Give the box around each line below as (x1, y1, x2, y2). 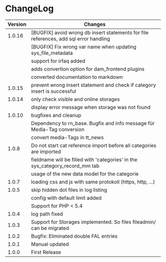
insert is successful (31, 87, 77, 94)
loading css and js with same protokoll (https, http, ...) (31, 178, 155, 185)
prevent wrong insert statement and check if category (31, 81, 157, 88)
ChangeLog (5, 3, 54, 14)
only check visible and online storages (31, 96, 120, 103)
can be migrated (31, 225, 69, 231)
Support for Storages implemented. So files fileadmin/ (31, 218, 156, 225)
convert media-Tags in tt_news (31, 134, 104, 141)
